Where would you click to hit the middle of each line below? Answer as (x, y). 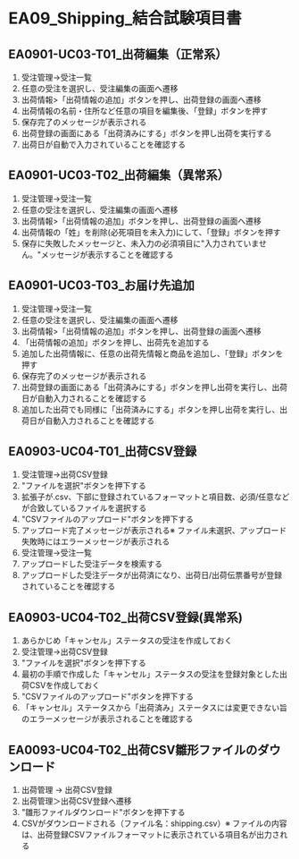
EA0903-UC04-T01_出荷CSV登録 (103, 451)
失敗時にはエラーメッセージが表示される (96, 541)
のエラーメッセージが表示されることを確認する (107, 719)
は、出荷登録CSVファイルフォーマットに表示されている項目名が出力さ (150, 835)
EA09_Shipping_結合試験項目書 (125, 18)
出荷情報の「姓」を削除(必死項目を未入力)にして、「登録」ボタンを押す (151, 232)
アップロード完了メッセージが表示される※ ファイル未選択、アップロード (154, 531)
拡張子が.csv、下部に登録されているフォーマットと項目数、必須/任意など (155, 497)
